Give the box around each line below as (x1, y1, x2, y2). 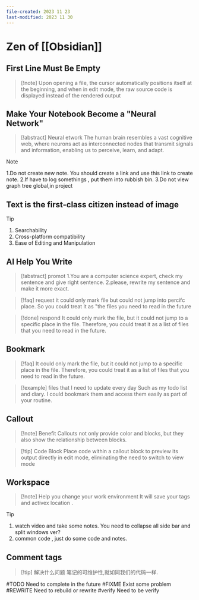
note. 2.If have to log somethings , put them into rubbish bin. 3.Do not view (6, 176, 189, 183)
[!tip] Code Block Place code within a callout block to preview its (20, 447, 178, 454)
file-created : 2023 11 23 (6, 8, 70, 15)
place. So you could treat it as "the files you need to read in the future (20, 302, 192, 310)
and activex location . (20, 500, 73, 507)
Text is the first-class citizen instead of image (6, 200, 179, 210)
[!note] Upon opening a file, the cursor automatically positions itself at (20, 79, 192, 86)
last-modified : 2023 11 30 (6, 14, 73, 20)
